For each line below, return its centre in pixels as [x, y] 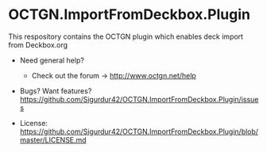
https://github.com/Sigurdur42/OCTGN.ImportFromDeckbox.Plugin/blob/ [139, 131]
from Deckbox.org [38, 44]
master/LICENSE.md [53, 139]
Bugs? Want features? [56, 91]
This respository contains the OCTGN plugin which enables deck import [126, 36]
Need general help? [52, 60]
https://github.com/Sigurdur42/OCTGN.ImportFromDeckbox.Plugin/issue [139, 99]
